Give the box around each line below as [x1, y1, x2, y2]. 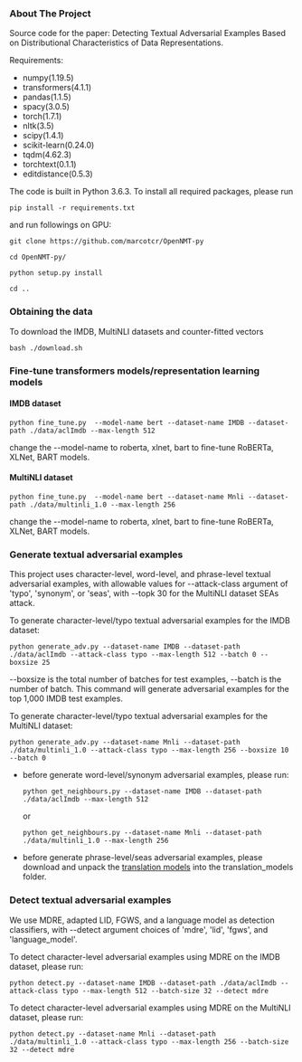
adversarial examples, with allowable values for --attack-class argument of [9, 578, 288, 590]
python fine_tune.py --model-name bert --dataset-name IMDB [9, 418, 245, 427]
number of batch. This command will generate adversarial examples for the [9, 684, 289, 695]
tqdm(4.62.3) [22, 149, 72, 160]
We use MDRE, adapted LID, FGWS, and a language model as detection [9, 915, 275, 925]
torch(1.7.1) [22, 111, 62, 122]
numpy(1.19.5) [22, 72, 74, 83]
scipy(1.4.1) [22, 130, 64, 141]
